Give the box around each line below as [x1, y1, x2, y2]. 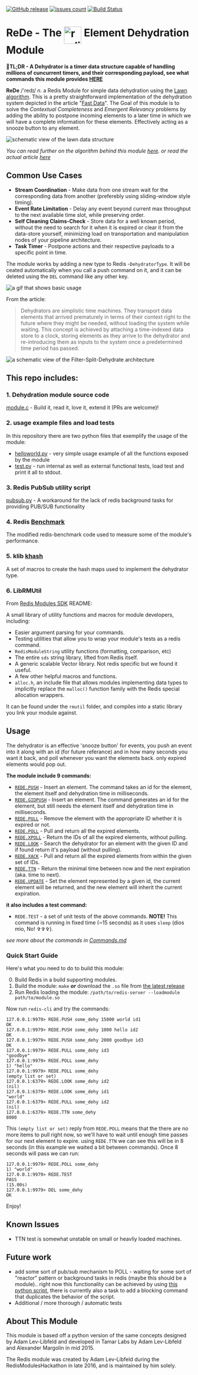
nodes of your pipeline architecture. [14, 236, 102, 243]
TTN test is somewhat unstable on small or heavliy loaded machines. [14, 1235, 182, 1242]
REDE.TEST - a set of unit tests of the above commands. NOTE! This [14, 913, 177, 920]
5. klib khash [6, 552, 43, 560]
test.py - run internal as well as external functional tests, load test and [14, 462, 184, 470]
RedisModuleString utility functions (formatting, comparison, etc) [14, 647, 171, 655]
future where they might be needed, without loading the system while [20, 319, 190, 326]
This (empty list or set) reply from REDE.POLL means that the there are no [6, 1125, 189, 1132]
